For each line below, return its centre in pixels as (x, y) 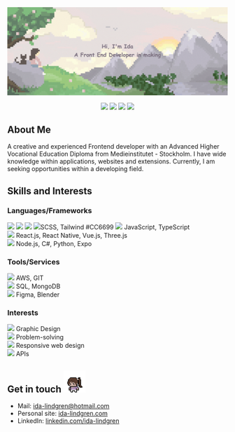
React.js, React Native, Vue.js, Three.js (72, 235)
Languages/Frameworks (50, 211)
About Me (29, 129)
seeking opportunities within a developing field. (76, 169)
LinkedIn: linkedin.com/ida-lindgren (68, 421)
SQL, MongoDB (38, 286)
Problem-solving (40, 337)
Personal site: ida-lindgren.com (63, 414)
